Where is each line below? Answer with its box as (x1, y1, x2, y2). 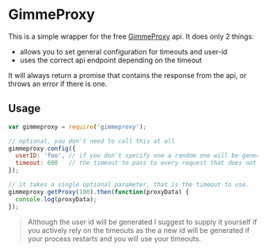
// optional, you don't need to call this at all (8, 137, 176, 145)
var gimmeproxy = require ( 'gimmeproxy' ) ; (8, 122, 147, 131)
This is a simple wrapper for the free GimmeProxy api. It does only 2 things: (8, 32, 255, 41)
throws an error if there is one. (8, 79, 108, 88)
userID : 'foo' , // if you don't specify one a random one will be (15, 152, 239, 159)
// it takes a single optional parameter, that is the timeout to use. (8, 181, 249, 189)
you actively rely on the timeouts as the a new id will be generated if (27, 225, 250, 234)
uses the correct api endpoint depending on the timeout (19, 55, 203, 65)
